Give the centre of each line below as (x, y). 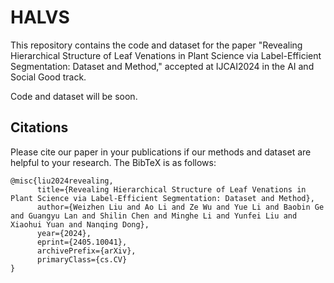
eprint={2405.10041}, (82, 242)
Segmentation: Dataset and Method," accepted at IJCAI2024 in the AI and (162, 66)
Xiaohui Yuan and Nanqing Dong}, (80, 224)
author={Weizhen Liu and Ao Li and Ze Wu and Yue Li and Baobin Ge (180, 207)
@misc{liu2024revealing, (62, 181)
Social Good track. (48, 77)
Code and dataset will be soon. (74, 96)
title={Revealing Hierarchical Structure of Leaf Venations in (171, 189)
